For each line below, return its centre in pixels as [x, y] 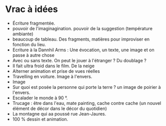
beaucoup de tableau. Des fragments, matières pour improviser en [81, 39]
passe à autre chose [33, 55]
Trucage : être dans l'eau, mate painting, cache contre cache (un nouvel [87, 103]
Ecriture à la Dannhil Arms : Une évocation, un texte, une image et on [83, 50]
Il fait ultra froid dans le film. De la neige [53, 66]
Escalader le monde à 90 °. [40, 98]
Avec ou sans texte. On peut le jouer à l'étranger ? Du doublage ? [79, 60]
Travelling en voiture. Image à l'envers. [52, 76]
